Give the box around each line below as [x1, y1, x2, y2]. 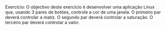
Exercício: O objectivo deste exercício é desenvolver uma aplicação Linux [5, 4, 155, 10]
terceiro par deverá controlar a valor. [5, 19, 80, 25]
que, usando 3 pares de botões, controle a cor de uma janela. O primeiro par [5, 9, 161, 15]
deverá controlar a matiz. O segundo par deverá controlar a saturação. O [5, 15, 153, 20]
